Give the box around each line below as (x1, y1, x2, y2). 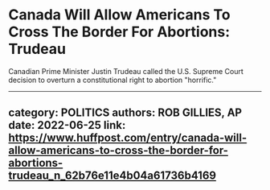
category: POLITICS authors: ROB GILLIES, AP (8, 106, 243, 120)
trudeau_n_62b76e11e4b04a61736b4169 (8, 169, 217, 183)
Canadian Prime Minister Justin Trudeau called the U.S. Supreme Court (8, 66, 243, 76)
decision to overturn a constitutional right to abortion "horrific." (8, 75, 217, 85)
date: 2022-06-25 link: (8, 118, 126, 132)
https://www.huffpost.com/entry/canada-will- (8, 131, 247, 145)
